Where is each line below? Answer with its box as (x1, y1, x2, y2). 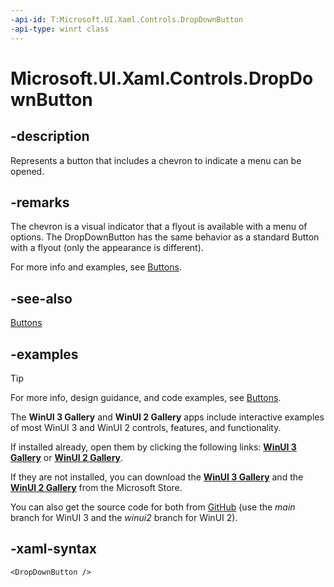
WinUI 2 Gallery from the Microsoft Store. (10, 481, 183, 493)
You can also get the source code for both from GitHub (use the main (10, 501, 296, 513)
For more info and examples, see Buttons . (10, 261, 182, 273)
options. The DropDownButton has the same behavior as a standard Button (10, 231, 320, 243)
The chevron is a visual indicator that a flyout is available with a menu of (10, 221, 308, 233)
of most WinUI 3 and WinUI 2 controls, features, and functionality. (10, 421, 282, 433)
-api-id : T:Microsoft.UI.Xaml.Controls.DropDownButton (10, 14, 244, 25)
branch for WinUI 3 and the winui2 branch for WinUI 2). (10, 511, 238, 523)
